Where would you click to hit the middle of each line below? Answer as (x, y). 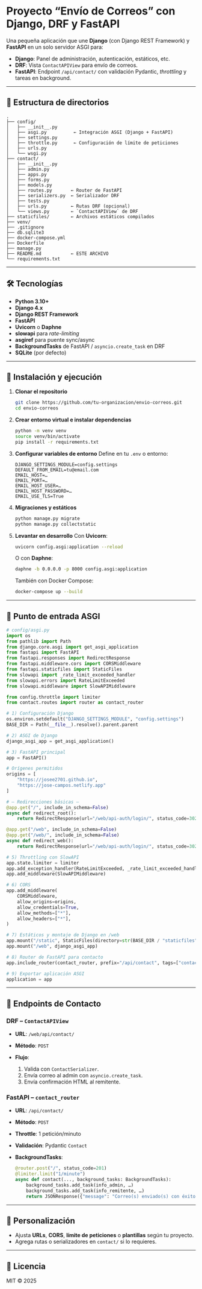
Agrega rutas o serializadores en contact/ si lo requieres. (86, 1242)
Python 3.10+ (32, 301)
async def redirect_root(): (41, 813)
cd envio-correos (37, 408)
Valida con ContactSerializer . (61, 1069)
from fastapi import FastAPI (43, 652)
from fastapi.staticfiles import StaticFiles (64, 670)
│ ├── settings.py (32, 137)
